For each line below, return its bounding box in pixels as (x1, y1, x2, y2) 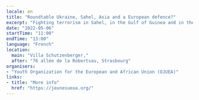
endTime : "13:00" (6, 36, 49, 42)
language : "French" (6, 42, 54, 48)
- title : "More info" (6, 80, 60, 86)
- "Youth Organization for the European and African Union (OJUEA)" (6, 69, 179, 75)
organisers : (6, 63, 36, 69)
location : (6, 47, 31, 53)
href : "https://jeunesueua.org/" (11, 85, 94, 91)
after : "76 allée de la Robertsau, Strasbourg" (11, 58, 131, 64)
